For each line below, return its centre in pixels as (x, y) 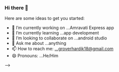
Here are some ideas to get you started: (45, 18)
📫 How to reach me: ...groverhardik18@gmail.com (62, 49)
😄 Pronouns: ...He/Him (35, 56)
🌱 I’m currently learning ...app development (55, 33)
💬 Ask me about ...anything (39, 43)
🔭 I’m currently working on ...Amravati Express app (63, 28)
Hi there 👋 (17, 8)
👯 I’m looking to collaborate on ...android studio (59, 38)
